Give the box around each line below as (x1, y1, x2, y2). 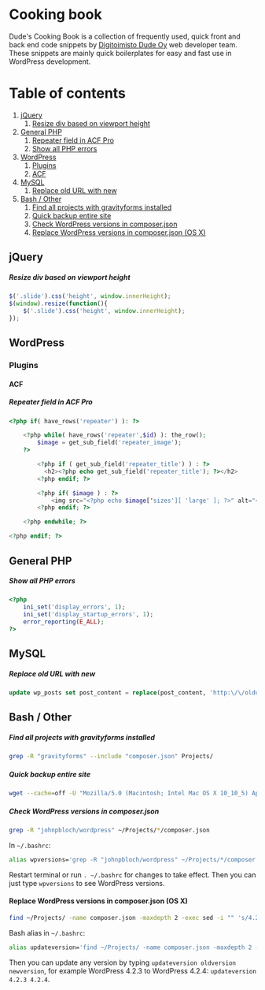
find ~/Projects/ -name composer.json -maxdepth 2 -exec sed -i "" (9, 914, 235, 922)
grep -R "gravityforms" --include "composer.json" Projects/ (9, 753, 214, 761)
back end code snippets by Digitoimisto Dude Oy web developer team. (9, 39, 238, 49)
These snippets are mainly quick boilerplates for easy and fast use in (9, 48, 232, 58)
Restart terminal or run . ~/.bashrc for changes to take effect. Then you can (9, 869, 256, 880)
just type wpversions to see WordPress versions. (9, 878, 165, 888)
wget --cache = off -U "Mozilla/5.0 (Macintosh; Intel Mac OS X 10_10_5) (9, 790, 248, 798)
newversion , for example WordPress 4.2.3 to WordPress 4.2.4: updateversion (9, 966, 256, 975)
